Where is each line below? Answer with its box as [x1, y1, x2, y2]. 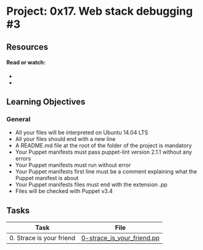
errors [15, 155, 31, 162]
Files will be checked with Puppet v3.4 [15, 187, 113, 195]
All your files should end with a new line [15, 135, 116, 143]
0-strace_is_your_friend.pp [81, 234, 160, 243]
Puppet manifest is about [15, 175, 79, 182]
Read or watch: [6, 59, 46, 66]
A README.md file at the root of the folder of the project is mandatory [15, 142, 192, 150]
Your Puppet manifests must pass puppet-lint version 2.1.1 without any [15, 148, 192, 156]
